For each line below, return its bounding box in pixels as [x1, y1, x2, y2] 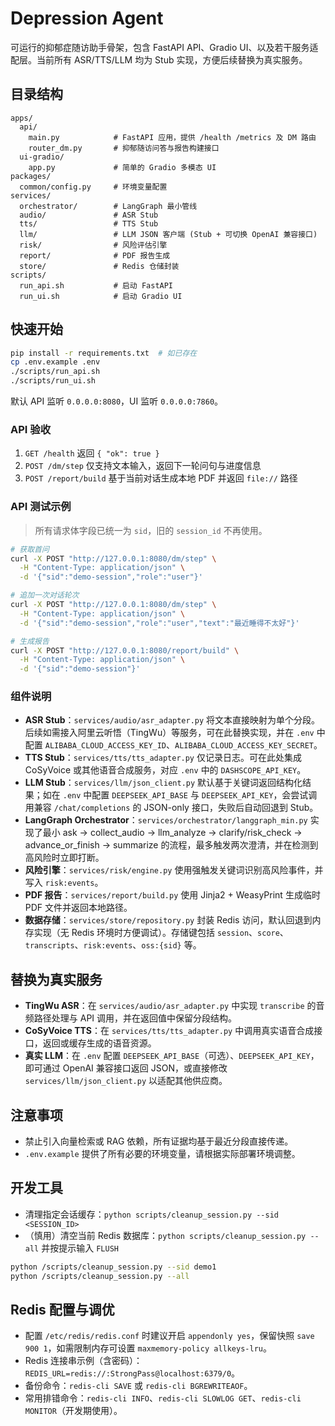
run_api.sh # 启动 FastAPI [19, 280, 174, 291]
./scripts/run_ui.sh [10, 376, 97, 386]
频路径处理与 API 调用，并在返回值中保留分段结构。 [24, 1012, 238, 1024]
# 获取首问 [10, 544, 50, 554]
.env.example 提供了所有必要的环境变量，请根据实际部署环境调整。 [24, 1148, 301, 1160]
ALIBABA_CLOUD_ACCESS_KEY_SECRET [174, 741, 314, 751]
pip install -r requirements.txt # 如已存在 [10, 348, 198, 358]
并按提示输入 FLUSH [41, 1242, 119, 1254]
